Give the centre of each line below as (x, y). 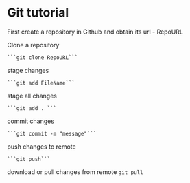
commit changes (31, 121)
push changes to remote (42, 147)
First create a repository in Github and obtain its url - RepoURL (95, 32)
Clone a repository (33, 45)
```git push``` (29, 159)
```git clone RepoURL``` (43, 57)
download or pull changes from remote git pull (75, 172)
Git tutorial (38, 13)
